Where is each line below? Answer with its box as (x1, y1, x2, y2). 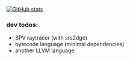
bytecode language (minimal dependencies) (14, 41, 125, 48)
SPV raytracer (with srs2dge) (14, 34, 88, 41)
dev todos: (6, 20, 39, 29)
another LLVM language (14, 47, 75, 54)
